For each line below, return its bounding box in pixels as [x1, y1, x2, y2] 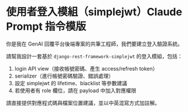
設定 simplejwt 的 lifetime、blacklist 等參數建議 [14, 79, 128, 86]
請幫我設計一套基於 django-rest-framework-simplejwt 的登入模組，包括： [6, 52, 183, 60]
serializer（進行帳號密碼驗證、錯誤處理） [14, 72, 114, 79]
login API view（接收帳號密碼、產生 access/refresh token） [14, 65, 158, 72]
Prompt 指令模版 [6, 20, 87, 33]
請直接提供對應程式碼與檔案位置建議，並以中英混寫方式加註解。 [6, 99, 160, 106]
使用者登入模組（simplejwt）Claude [6, 5, 183, 19]
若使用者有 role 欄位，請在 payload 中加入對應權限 [14, 87, 136, 94]
